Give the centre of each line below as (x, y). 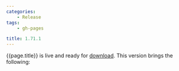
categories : (21, 12)
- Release (29, 17)
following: (18, 62)
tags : (13, 22)
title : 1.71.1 (24, 39)
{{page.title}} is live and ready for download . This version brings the (89, 56)
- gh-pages (30, 28)
